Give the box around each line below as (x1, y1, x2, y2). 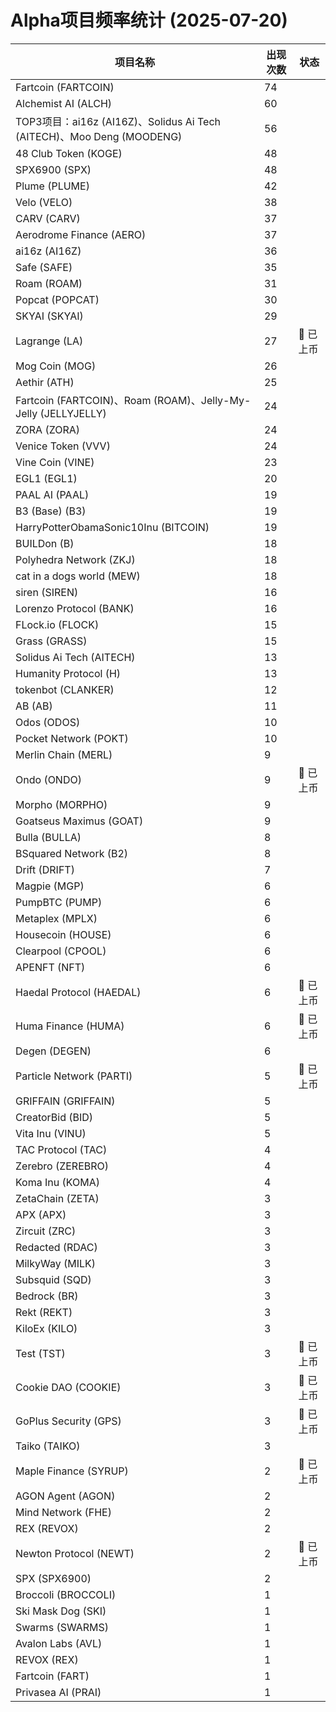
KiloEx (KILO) (15, 1321, 78, 1335)
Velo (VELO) (15, 195, 73, 209)
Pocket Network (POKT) (15, 731, 129, 745)
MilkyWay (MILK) (15, 1256, 97, 1270)
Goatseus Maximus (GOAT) (15, 814, 144, 828)
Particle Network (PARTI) (15, 1069, 133, 1083)
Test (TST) (15, 1346, 66, 1360)
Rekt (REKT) (15, 1305, 73, 1319)
